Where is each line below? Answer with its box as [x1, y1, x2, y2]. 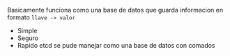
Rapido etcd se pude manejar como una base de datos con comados [17, 41, 215, 49]
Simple [17, 27, 38, 35]
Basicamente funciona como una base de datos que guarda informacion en [7, 6, 224, 14]
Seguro [17, 34, 39, 42]
